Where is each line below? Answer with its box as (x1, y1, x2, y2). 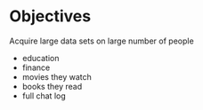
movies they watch (21, 71, 92, 82)
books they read (21, 81, 83, 91)
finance (21, 62, 51, 73)
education (21, 52, 60, 63)
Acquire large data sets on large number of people (9, 35, 194, 46)
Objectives (9, 6, 92, 27)
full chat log (21, 90, 67, 101)
